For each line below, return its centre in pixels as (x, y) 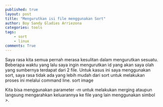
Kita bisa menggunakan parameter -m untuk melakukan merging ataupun (79, 89)
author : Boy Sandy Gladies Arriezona (43, 23)
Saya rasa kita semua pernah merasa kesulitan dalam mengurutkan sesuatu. (82, 59)
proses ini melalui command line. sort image (49, 80)
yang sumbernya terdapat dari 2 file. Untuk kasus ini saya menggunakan (78, 70)
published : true (21, 9)
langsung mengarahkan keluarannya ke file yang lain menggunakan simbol (80, 95)
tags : (10, 32)
